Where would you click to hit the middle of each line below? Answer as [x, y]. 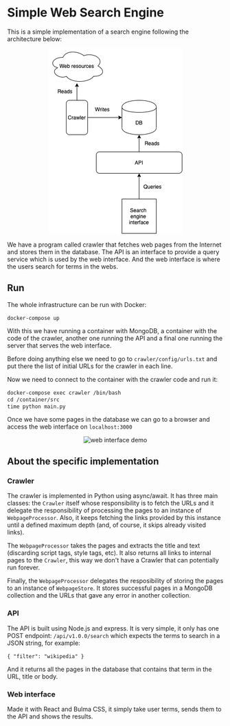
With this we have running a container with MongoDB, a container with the [112, 330]
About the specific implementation [83, 462]
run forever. [24, 567]
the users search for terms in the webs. [63, 266]
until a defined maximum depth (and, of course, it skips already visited [107, 525]
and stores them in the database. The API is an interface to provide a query [113, 251]
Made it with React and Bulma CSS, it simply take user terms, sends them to [114, 710]
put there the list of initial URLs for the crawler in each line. [90, 366]
